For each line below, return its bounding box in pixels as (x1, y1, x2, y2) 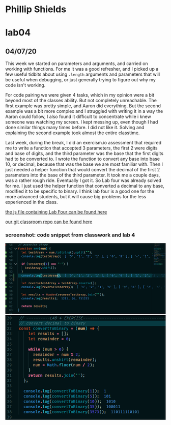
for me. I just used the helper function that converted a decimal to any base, (5, 183, 164, 189)
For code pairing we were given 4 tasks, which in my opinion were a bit (5, 92, 154, 98)
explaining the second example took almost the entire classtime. (5, 130, 140, 136)
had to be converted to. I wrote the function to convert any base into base (5, 156, 160, 162)
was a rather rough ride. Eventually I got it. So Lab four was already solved (5, 177, 162, 184)
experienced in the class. (5, 199, 58, 205)
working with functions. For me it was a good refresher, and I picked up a (5, 66, 159, 72)
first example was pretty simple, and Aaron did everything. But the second (5, 103, 161, 109)
